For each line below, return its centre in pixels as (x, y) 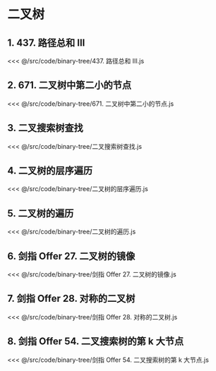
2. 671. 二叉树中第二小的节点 (70, 85)
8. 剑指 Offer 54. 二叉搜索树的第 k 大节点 (96, 342)
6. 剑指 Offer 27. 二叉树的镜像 (71, 256)
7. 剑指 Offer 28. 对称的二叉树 (71, 299)
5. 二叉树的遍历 (41, 213)
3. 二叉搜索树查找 (45, 128)
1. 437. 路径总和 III (46, 43)
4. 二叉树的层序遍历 (50, 171)
